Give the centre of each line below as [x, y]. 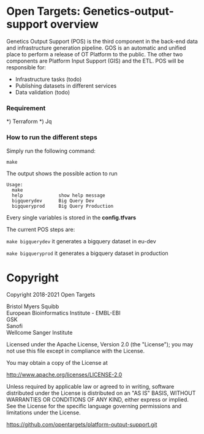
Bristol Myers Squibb [33, 306]
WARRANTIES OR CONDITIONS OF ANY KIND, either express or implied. [97, 400]
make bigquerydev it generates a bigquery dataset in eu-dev [81, 241]
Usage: [15, 185]
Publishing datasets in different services [66, 86]
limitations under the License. [43, 413]
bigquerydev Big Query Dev [53, 200]
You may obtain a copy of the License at [57, 363]
